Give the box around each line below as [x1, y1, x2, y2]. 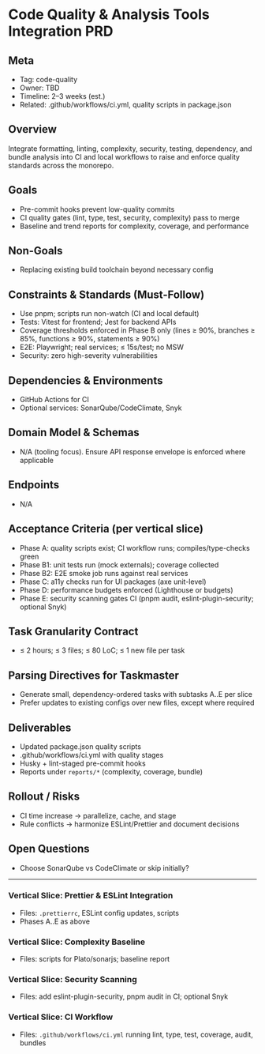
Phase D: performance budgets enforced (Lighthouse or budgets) [19, 585, 234, 594]
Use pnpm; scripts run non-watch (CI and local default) [19, 309, 200, 318]
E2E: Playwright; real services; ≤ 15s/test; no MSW [19, 342, 184, 352]
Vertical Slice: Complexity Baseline [8, 936, 146, 947]
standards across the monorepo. [8, 160, 114, 170]
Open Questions [8, 842, 90, 856]
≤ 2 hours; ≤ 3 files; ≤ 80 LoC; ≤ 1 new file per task [19, 646, 185, 655]
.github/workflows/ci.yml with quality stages [19, 750, 164, 759]
